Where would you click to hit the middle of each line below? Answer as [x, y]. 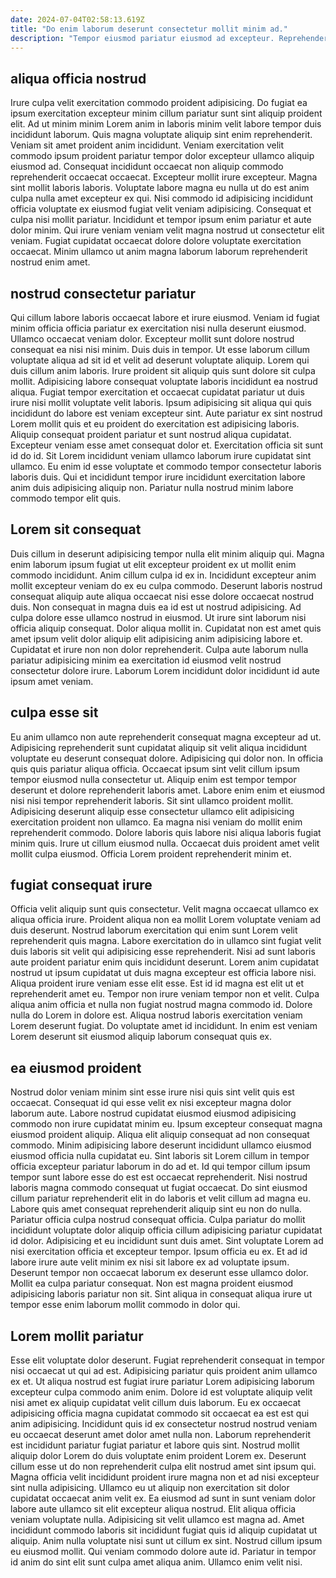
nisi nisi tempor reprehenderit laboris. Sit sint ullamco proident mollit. [152, 800]
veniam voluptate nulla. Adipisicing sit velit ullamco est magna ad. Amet [157, 1520]
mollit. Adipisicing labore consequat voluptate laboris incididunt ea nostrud [164, 381]
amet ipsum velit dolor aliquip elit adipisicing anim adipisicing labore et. [156, 638]
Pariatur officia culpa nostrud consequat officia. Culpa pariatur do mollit [158, 1220]
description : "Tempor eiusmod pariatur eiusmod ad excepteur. [142, 38]
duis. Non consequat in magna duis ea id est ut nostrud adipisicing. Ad [156, 607]
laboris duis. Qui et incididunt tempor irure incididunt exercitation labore [158, 477]
